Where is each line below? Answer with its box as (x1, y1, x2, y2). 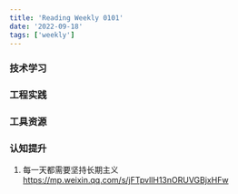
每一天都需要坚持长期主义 (22, 165, 119, 176)
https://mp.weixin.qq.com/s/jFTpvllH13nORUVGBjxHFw (22, 175, 229, 186)
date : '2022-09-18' (9, 22, 84, 31)
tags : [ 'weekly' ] (9, 30, 75, 39)
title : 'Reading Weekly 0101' (9, 13, 124, 23)
